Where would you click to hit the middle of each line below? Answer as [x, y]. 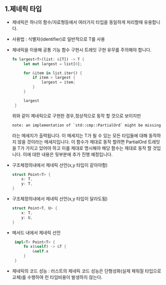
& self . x [40, 251]
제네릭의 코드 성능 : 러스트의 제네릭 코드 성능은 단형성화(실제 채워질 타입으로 [87, 271]
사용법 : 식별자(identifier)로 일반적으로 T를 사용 [58, 39]
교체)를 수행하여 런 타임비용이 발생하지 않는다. [57, 277]
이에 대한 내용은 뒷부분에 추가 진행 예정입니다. [68, 154]
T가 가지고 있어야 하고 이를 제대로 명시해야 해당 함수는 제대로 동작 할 [85, 148]
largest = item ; [59, 82]
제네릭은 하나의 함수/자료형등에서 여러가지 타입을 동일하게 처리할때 [77, 22]
